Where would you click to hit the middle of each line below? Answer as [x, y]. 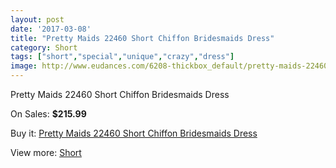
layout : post [37, 19]
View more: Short [46, 152]
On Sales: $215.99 [48, 114]
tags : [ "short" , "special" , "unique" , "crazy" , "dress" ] [122, 57]
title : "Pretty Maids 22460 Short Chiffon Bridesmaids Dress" [142, 38]
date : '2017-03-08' [51, 29]
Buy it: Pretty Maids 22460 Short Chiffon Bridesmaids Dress [134, 133]
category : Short [44, 47]
